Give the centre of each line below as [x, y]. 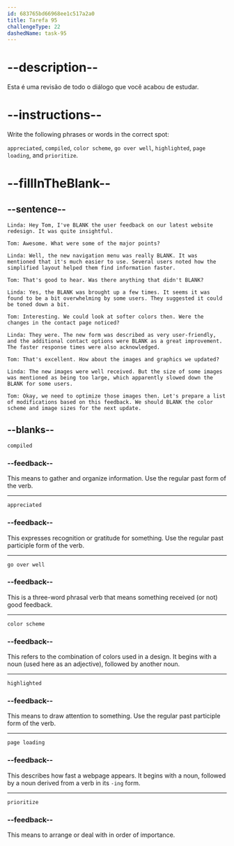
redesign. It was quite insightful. [60, 232]
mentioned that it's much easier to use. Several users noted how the [112, 262]
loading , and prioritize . [43, 156]
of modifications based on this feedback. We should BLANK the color [110, 402]
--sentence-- [37, 209]
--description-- [53, 68]
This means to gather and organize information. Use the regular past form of [117, 478]
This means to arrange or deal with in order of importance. [91, 835]
